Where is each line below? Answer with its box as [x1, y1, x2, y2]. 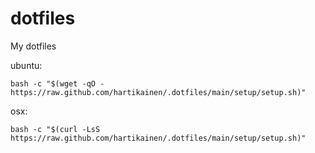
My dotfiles [10, 40, 57, 52]
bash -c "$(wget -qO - [10, 78, 105, 89]
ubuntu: [10, 59, 43, 71]
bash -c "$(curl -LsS [10, 124, 101, 134]
